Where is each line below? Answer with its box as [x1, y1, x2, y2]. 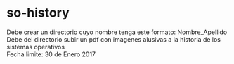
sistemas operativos [6, 42, 65, 51]
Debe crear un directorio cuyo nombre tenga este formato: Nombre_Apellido [6, 28, 228, 36]
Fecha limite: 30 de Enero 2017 [6, 50, 96, 58]
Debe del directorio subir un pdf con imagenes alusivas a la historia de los [6, 35, 221, 43]
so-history [6, 5, 70, 21]
